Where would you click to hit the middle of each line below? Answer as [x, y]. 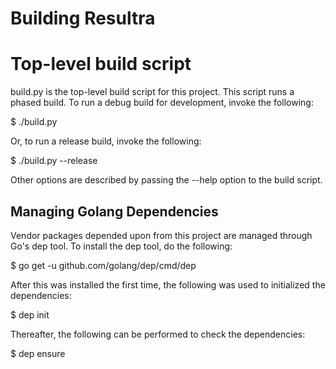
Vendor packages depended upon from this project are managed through [161, 235]
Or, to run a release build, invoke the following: [106, 141]
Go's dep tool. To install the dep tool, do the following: [121, 246]
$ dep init [30, 314]
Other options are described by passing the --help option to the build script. [166, 180]
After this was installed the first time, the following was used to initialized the [168, 284]
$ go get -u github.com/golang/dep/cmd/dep [103, 265]
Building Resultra [83, 18]
